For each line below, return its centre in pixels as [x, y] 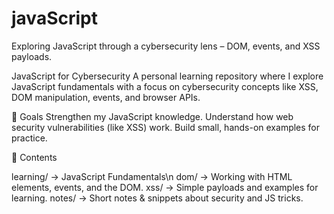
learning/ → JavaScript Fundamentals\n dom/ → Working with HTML [152, 176]
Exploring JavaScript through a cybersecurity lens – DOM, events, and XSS [166, 46]
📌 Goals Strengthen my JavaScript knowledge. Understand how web [152, 116]
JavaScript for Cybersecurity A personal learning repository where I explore [167, 76]
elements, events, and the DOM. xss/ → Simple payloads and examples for [165, 187]
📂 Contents [34, 157]
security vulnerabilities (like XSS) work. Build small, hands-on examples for [166, 127]
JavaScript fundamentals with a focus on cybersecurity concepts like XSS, [165, 86]
